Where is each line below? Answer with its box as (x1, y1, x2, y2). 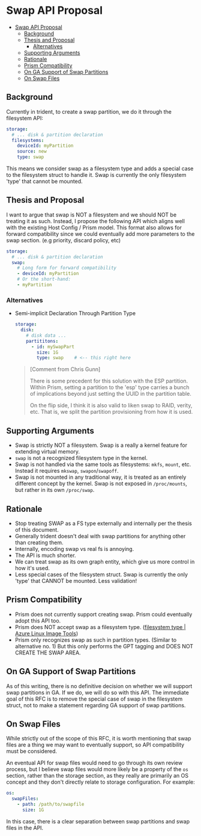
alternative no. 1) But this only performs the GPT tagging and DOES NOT (14, 642, 194, 650)
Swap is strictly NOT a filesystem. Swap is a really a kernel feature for (14, 441, 188, 449)
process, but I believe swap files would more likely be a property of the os (6, 766, 189, 773)
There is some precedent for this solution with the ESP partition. (29, 377, 188, 385)
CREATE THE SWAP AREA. (14, 649, 81, 656)
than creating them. (14, 539, 64, 546)
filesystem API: (6, 114, 43, 121)
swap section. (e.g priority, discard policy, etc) (6, 236, 121, 244)
